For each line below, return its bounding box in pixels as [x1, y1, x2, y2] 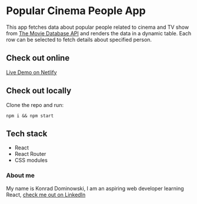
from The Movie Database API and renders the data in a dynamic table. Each [6, 29, 192, 36]
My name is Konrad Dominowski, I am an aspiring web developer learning [6, 185, 184, 192]
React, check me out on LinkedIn [6, 191, 86, 198]
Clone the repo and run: [6, 101, 64, 108]
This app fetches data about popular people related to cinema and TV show [6, 24, 189, 31]
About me [6, 172, 35, 180]
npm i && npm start [6, 113, 54, 119]
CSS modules [14, 157, 48, 164]
